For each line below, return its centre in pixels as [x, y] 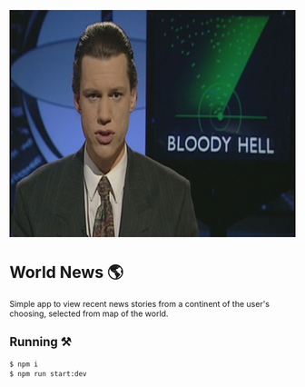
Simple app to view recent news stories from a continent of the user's [140, 303]
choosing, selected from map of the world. [89, 313]
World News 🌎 [67, 273]
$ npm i [24, 364]
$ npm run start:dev [49, 373]
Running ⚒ [40, 342]
